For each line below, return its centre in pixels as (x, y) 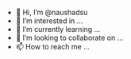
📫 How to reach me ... (52, 47)
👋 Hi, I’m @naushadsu (52, 12)
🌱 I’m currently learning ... (58, 29)
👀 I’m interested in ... (49, 21)
